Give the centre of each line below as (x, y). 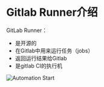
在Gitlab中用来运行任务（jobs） (54, 50)
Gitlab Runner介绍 (52, 12)
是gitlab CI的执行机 (39, 66)
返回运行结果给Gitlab (41, 58)
